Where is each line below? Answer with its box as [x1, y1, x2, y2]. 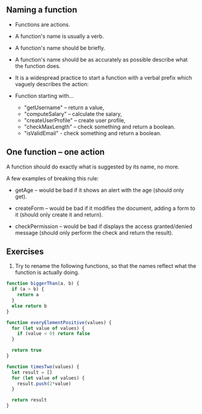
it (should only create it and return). [14, 211, 104, 218]
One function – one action [6, 147, 105, 158]
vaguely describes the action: [14, 80, 89, 88]
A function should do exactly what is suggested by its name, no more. [6, 163, 180, 170]
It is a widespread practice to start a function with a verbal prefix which [14, 74, 192, 81]
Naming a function [6, 5, 77, 15]
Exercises [6, 247, 44, 257]
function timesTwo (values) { [6, 363, 80, 370]
